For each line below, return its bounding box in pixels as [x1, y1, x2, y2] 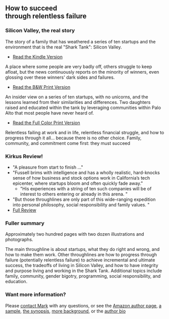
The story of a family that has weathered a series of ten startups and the [5, 38, 156, 44]
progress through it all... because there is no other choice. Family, [5, 135, 142, 141]
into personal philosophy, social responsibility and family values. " [12, 201, 150, 207]
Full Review [12, 207, 36, 213]
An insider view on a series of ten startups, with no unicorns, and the [5, 93, 148, 100]
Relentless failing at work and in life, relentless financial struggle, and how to [5, 129, 164, 135]
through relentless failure [5, 12, 87, 21]
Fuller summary [5, 220, 44, 227]
